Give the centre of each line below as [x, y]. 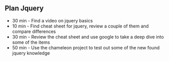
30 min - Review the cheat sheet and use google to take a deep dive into [88, 37]
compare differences [34, 31]
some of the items [31, 42]
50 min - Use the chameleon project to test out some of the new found [86, 47]
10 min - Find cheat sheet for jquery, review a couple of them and [80, 26]
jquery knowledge [31, 53]
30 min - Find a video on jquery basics [53, 20]
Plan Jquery [24, 8]
